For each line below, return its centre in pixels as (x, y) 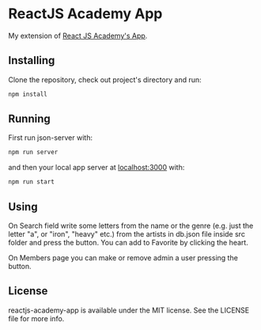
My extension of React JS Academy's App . (78, 36)
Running (30, 119)
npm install (28, 94)
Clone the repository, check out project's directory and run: (105, 79)
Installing (32, 61)
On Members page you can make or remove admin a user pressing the (123, 258)
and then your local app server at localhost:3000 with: (96, 168)
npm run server (33, 152)
